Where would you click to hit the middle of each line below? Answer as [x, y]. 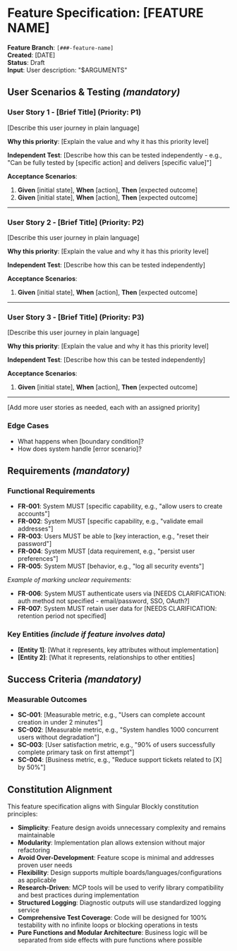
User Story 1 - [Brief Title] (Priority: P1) [74, 112]
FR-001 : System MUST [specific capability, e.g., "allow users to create [120, 507]
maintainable [36, 835]
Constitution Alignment [60, 789]
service [29, 910]
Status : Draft [26, 62]
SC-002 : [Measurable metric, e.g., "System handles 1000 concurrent [118, 730]
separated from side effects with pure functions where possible [110, 940]
